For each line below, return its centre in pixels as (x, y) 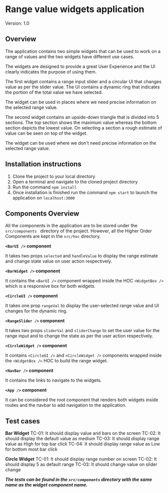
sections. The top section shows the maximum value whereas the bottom (81, 122)
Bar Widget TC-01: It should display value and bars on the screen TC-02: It (83, 433)
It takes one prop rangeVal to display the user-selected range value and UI (82, 305)
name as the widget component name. (47, 485)
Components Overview (42, 213)
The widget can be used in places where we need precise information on (81, 102)
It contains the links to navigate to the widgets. (54, 380)
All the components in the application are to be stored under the (71, 226)
